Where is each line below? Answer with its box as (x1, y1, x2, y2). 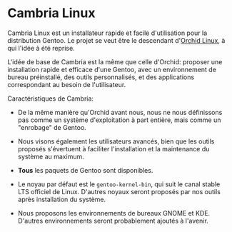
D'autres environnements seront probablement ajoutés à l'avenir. (17, 216, 208, 225)
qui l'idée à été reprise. (7, 44, 75, 52)
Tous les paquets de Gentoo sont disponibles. (17, 166, 153, 174)
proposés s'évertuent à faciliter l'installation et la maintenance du (17, 144, 210, 153)
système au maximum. (17, 152, 84, 161)
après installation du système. (17, 195, 106, 203)
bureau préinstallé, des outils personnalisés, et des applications (7, 73, 195, 81)
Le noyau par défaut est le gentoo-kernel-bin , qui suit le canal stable (17, 180, 221, 188)
